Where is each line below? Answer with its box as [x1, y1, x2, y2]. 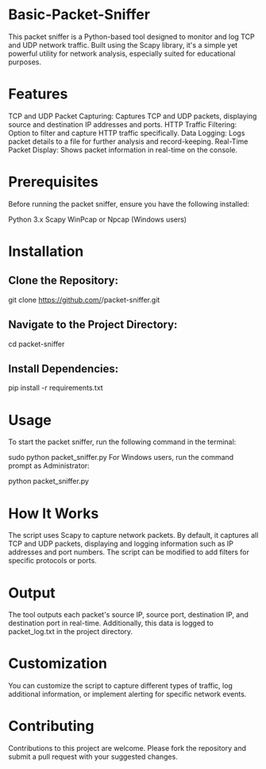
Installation [8, 242, 84, 260]
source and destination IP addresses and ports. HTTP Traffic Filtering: [8, 119, 237, 129]
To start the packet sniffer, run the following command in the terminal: [8, 437, 237, 446]
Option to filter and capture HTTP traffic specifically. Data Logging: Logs [8, 128, 245, 137]
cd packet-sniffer [8, 339, 65, 349]
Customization [8, 655, 107, 673]
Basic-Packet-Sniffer [8, 6, 151, 24]
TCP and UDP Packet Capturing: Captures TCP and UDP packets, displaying [8, 111, 257, 121]
